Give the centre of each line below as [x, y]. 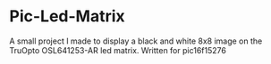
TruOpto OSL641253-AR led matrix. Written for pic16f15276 [118, 50]
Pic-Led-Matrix [67, 16]
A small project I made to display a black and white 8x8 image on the [136, 41]
